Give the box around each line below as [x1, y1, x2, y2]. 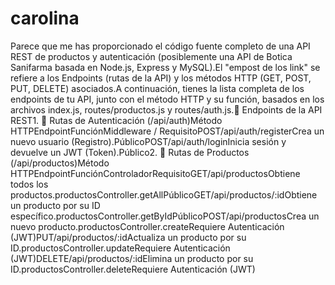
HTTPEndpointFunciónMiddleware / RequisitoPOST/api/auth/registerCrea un [10, 125, 325, 137]
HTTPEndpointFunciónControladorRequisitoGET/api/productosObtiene [10, 167, 301, 179]
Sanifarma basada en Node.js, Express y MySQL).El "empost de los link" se [10, 61, 321, 73]
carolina [10, 7, 80, 30]
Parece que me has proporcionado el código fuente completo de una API [10, 40, 311, 52]
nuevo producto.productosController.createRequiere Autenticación [10, 220, 285, 232]
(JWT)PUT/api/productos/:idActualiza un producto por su [10, 231, 247, 243]
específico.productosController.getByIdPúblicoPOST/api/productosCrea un [10, 210, 320, 222]
